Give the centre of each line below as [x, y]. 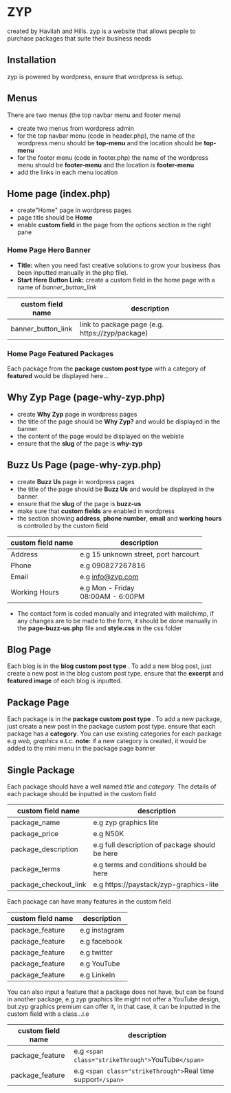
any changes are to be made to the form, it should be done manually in [117, 621]
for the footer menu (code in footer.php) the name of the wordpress [112, 157]
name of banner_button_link [57, 287]
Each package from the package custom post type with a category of [107, 368]
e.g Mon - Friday [107, 587]
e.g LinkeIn [98, 975]
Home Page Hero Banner [49, 250]
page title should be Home [55, 218]
